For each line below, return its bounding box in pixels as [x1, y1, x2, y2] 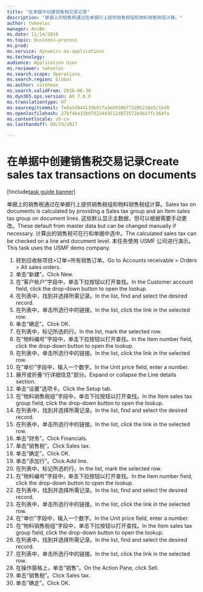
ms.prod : [7, 43, 29, 49]
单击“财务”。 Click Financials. [15, 434, 88, 442]
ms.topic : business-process [7, 37, 78, 43]
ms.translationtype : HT [7, 99, 67, 105]
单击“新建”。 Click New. [15, 271, 74, 278]
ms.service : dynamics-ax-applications [7, 48, 105, 55]
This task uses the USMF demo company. [7, 244, 111, 251]
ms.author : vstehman [7, 82, 59, 88]
